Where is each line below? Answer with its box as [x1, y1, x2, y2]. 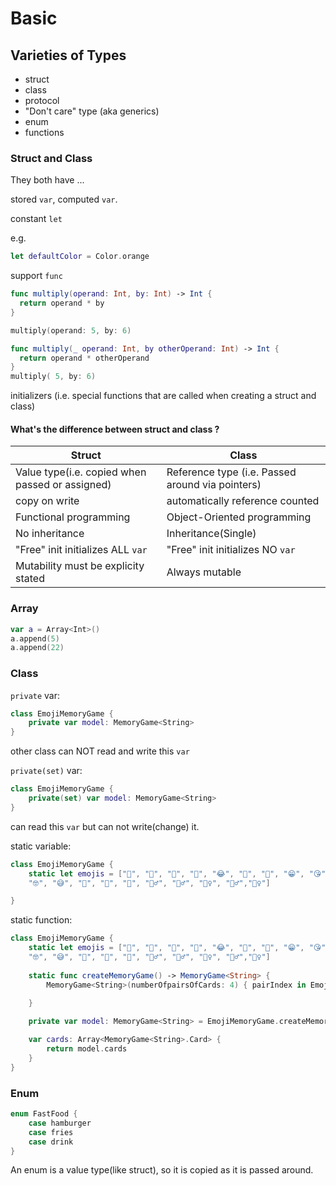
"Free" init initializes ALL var [15, 543, 148, 557]
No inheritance [15, 527, 85, 541]
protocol [24, 95, 60, 106]
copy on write [15, 494, 80, 508]
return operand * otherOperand [19, 353, 150, 363]
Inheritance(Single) [166, 527, 257, 541]
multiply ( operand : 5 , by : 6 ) [10, 325, 132, 336]
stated [15, 572, 45, 586]
